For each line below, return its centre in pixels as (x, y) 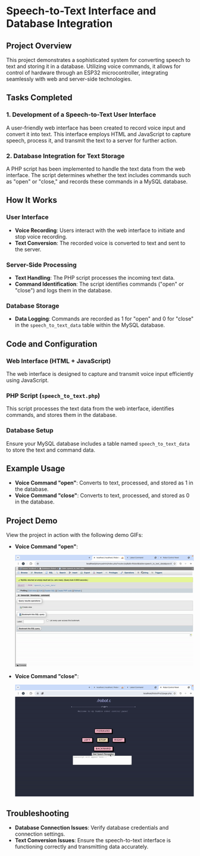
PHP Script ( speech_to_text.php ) (53, 395)
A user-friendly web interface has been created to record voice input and (96, 128)
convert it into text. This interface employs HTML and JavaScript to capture (99, 134)
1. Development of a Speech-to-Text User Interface (81, 115)
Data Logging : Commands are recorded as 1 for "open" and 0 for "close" (104, 319)
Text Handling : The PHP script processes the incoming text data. (95, 277)
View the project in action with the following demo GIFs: (74, 535)
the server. (28, 249)
